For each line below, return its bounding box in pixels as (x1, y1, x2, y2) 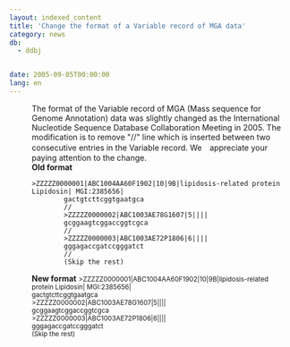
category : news (9, 30, 66, 38)
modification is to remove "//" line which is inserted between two (31, 131, 271, 142)
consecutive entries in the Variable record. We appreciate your (31, 142, 269, 153)
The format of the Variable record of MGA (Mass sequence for (31, 103, 261, 114)
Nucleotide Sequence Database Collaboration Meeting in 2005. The (31, 122, 282, 132)
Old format (31, 162, 73, 173)
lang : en (9, 79, 42, 88)
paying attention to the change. (31, 152, 148, 163)
